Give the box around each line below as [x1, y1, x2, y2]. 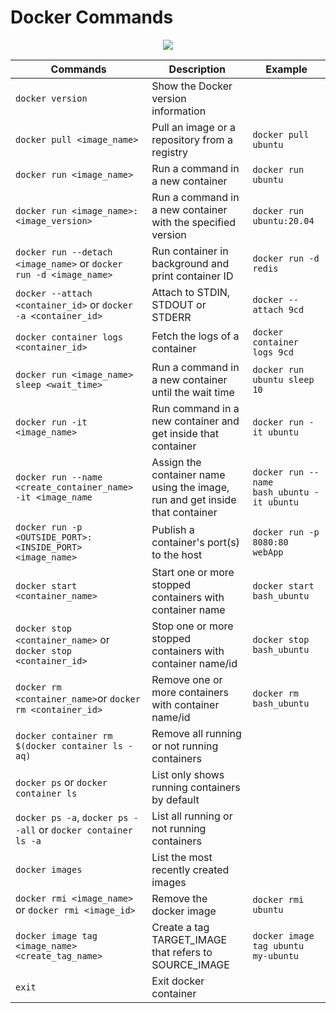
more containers [151, 685, 229, 699]
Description [168, 62, 227, 76]
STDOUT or [151, 297, 207, 311]
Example [265, 62, 308, 76]
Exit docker [151, 974, 205, 988]
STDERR [151, 310, 192, 324]
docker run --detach [15, 246, 113, 258]
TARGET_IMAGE [151, 932, 228, 946]
